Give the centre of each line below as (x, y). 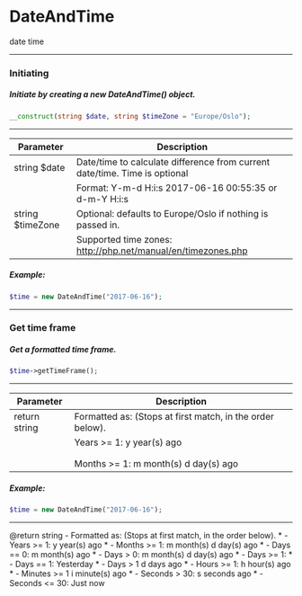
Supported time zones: (124, 239)
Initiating (29, 73)
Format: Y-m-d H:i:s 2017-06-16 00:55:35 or (177, 188)
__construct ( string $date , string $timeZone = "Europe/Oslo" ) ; (130, 116)
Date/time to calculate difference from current (173, 162)
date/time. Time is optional (132, 173)
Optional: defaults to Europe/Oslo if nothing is (172, 213)
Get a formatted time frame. (63, 350)
